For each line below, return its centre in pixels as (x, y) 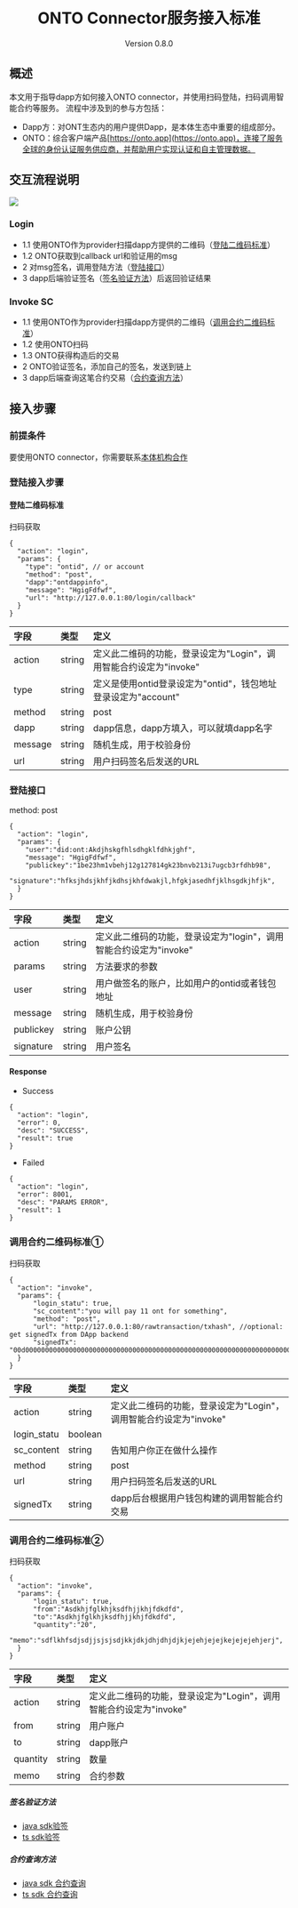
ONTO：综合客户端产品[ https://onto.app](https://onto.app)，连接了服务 (152, 138)
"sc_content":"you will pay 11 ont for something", (130, 1311)
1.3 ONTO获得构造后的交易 (71, 356)
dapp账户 (109, 1743)
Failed (33, 1163)
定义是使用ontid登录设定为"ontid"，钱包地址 (185, 683)
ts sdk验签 (41, 1837)
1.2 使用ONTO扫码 (55, 344)
